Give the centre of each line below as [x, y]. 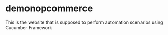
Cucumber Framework [29, 27]
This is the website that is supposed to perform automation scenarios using [84, 22]
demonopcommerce [49, 9]
